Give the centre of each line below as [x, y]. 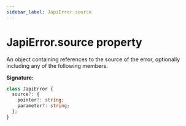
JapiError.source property [74, 42]
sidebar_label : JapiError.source [49, 12]
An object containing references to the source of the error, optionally [93, 59]
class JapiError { [30, 89]
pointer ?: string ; [41, 100]
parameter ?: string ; [44, 106]
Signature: [20, 78]
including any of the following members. [57, 65]
